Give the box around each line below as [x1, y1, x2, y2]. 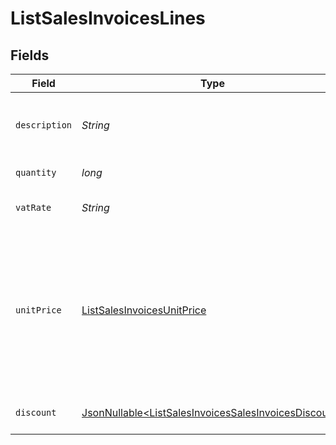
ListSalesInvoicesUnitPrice [81, 303, 207, 317]
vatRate [15, 202, 52, 213]
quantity [15, 167, 57, 178]
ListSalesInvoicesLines [10, 7, 206, 30]
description [15, 120, 73, 131]
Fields [10, 47, 50, 64]
